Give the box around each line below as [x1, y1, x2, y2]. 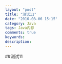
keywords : [5, 35, 25, 40]
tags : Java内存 [5, 26, 35, 31]
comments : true [5, 30, 36, 35]
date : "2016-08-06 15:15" [5, 16, 58, 21]
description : [5, 39, 32, 44]
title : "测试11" [5, 12, 37, 17]
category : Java [5, 21, 36, 26]
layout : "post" [5, 7, 36, 12]
